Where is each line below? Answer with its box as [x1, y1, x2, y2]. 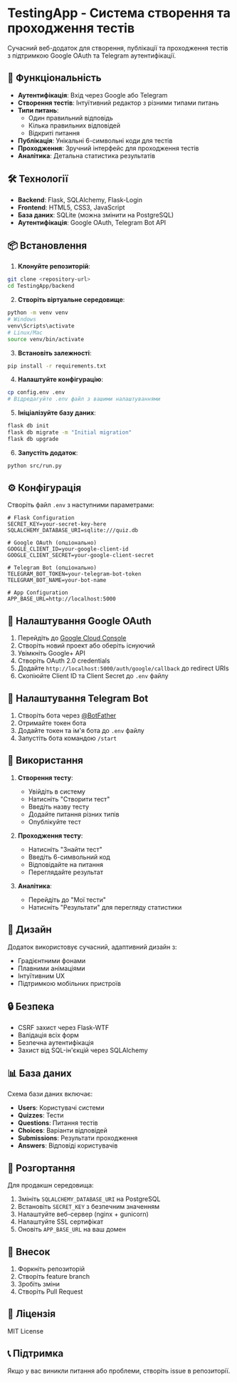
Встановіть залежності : [17, 348, 92, 357]
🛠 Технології [7, 173, 68, 185]
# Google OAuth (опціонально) [7, 539, 98, 546]
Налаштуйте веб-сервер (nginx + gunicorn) [17, 1210, 149, 1219]
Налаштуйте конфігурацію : [17, 375, 104, 384]
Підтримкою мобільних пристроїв [17, 979, 122, 987]
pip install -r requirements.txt [7, 362, 107, 370]
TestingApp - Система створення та [7, 5, 231, 21]
